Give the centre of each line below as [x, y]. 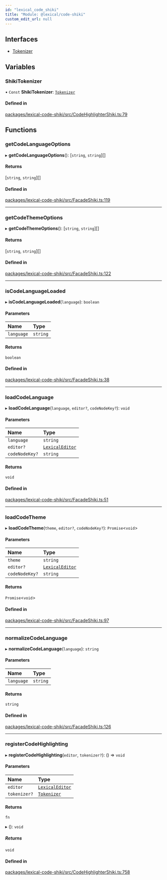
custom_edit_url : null [29, 19]
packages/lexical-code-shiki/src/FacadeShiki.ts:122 [58, 273]
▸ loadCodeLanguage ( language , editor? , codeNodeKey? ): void [68, 408]
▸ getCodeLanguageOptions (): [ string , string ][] [55, 155]
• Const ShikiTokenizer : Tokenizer [40, 92]
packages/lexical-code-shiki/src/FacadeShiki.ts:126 [58, 727]
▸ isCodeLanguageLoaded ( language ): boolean [52, 302]
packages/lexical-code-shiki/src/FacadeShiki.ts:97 [57, 620]
